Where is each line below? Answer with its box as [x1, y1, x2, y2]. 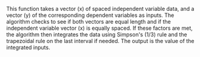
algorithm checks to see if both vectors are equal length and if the [6, 18, 172, 25]
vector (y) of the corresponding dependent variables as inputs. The [6, 12, 175, 19]
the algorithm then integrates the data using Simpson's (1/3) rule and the [6, 31, 187, 38]
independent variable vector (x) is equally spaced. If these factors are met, [6, 24, 193, 32]
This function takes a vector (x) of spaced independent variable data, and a [6, 5, 195, 12]
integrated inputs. [6, 44, 50, 51]
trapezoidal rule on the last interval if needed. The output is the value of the [6, 38, 195, 44]
